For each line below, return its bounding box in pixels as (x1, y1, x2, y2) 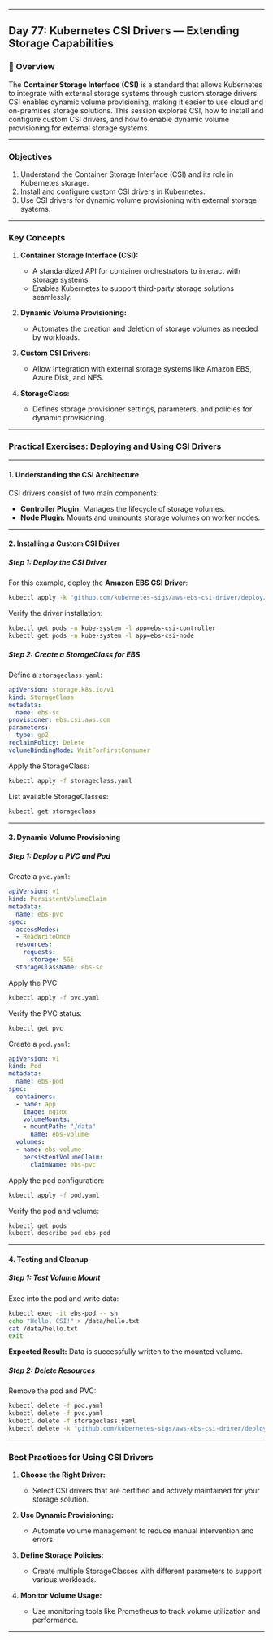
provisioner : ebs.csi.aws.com (8, 716, 111, 724)
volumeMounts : (23, 1115, 71, 1123)
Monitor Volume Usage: (19, 1590, 102, 1601)
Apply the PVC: (8, 978, 59, 987)
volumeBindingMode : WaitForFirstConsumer (8, 746, 151, 754)
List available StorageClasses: (8, 791, 109, 801)
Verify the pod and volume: (8, 1206, 100, 1216)
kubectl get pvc (8, 1024, 63, 1032)
